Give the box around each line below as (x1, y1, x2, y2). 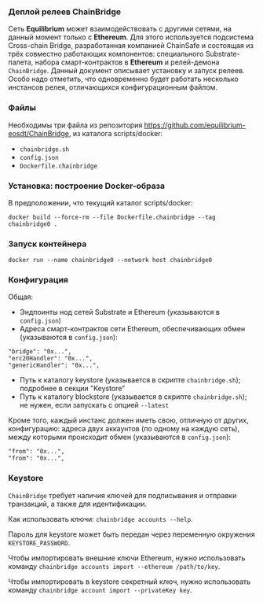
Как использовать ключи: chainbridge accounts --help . (8, 514, 194, 523)
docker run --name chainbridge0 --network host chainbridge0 (8, 257, 213, 264)
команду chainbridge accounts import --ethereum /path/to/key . (8, 561, 221, 571)
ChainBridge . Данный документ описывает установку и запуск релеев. (8, 66, 245, 76)
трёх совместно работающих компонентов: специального (8, 50, 204, 59)
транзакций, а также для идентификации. (8, 499, 148, 508)
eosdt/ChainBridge (8, 128, 69, 138)
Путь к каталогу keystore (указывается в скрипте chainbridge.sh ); (19, 375, 241, 385)
